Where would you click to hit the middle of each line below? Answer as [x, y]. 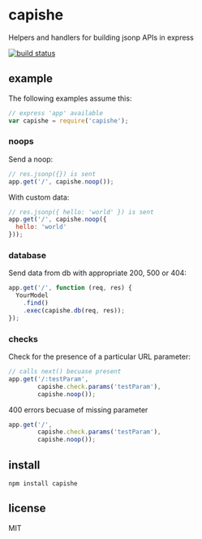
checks [23, 338]
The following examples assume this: [70, 98]
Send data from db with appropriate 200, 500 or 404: [97, 273]
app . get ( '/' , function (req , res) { [70, 288]
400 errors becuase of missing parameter [78, 410]
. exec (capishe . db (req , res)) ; [74, 310]
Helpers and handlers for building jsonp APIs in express [101, 37]
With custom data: [39, 197]
